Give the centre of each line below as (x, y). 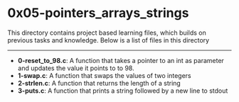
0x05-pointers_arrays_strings (98, 13)
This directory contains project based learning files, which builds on (107, 33)
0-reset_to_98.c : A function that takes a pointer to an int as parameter (121, 60)
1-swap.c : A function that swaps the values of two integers (104, 75)
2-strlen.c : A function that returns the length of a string (99, 83)
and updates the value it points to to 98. (76, 68)
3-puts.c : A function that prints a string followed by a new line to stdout (123, 91)
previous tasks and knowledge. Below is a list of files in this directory (108, 40)
